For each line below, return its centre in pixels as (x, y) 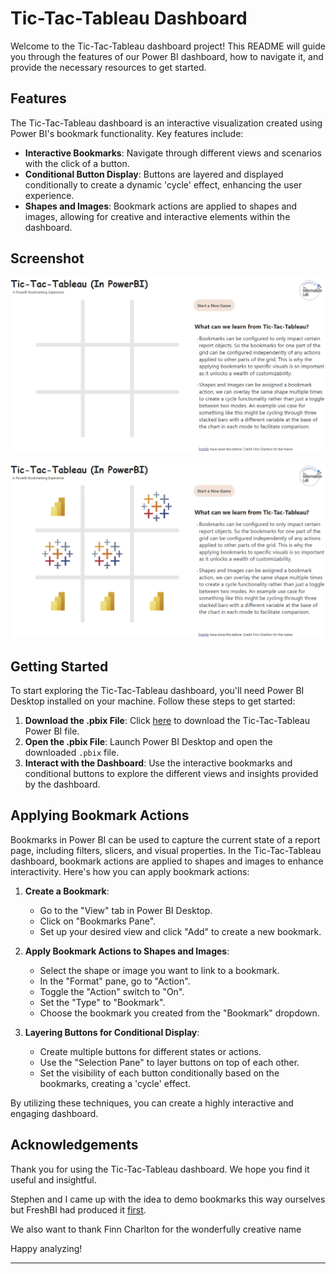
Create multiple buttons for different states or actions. (150, 1051)
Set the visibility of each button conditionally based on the (159, 1073)
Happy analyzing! (46, 1248)
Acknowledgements (74, 1145)
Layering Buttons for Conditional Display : (112, 1032)
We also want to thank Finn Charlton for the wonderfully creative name (156, 1229)
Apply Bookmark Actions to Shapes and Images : (127, 951)
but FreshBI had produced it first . (78, 1209)
